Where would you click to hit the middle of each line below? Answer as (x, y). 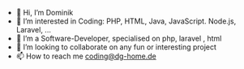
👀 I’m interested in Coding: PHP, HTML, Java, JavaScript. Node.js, (126, 21)
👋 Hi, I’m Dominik (45, 13)
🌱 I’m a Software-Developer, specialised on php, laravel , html (119, 38)
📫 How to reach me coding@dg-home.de (86, 56)
